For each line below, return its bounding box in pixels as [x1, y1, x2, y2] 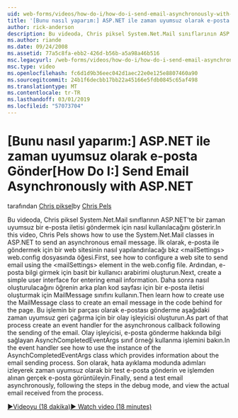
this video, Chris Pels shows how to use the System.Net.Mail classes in [7, 230, 215, 239]
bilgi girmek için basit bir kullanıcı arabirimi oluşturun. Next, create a [25, 268, 222, 276]
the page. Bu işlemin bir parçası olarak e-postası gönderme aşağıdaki [7, 305, 210, 314]
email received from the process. [7, 388, 104, 397]
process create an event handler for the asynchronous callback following [7, 320, 221, 329]
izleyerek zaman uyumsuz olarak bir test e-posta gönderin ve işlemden [7, 366, 215, 374]
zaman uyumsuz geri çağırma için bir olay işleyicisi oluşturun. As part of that [7, 313, 229, 322]
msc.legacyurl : [7, 57, 52, 64]
